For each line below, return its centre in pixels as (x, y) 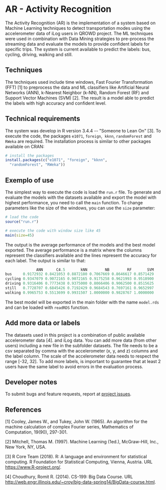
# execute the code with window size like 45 (53, 231)
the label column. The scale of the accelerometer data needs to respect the (82, 356)
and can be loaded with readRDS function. (47, 307)
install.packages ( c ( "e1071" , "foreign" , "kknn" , (56, 160)
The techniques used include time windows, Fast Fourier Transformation (79, 82)
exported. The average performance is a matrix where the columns (74, 250)
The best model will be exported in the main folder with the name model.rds (82, 302)
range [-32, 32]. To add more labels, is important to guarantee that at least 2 (83, 361)
